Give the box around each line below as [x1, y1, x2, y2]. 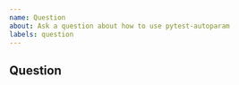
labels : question [9, 30, 74, 38]
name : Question [9, 13, 66, 22]
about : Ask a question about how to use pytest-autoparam [9, 21, 230, 30]
